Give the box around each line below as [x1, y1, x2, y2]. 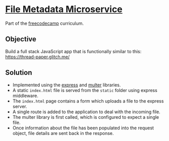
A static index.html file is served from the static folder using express [12, 87, 157, 93]
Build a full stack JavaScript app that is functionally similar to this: [5, 48, 142, 54]
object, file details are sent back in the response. [12, 130, 114, 136]
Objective [5, 35, 37, 43]
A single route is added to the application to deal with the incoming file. [12, 109, 160, 115]
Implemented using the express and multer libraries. [12, 82, 121, 88]
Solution [5, 68, 32, 77]
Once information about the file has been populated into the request [12, 125, 154, 131]
